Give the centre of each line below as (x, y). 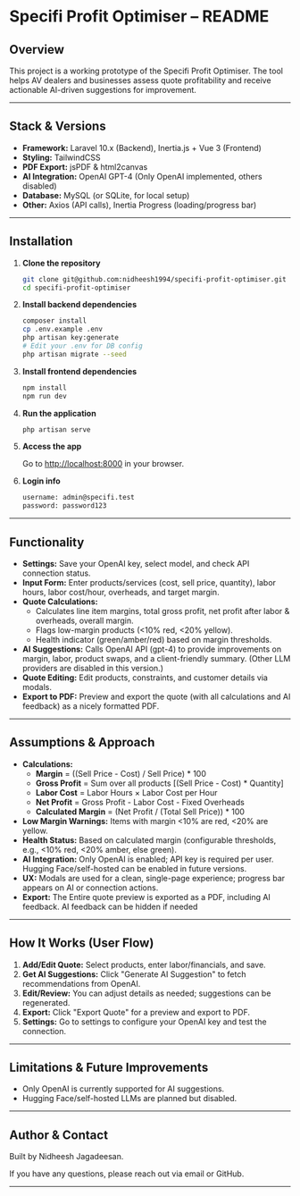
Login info (41, 481)
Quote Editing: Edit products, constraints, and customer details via (145, 678)
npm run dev (44, 396)
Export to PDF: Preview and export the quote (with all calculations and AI (156, 696)
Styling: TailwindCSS (61, 157)
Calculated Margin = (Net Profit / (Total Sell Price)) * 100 (140, 812)
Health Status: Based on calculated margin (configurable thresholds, (149, 840)
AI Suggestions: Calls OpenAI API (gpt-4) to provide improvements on (152, 649)
